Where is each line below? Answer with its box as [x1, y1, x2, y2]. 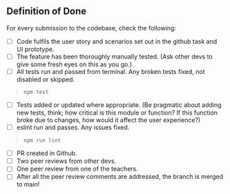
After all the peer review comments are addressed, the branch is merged [16, 173, 224, 181]
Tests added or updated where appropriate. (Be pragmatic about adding [16, 101, 222, 109]
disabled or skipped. [16, 75, 75, 84]
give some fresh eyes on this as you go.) [16, 60, 133, 68]
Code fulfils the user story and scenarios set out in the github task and [16, 37, 218, 46]
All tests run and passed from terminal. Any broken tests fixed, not [16, 67, 205, 75]
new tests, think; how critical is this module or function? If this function [16, 108, 218, 117]
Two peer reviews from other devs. [16, 157, 117, 165]
